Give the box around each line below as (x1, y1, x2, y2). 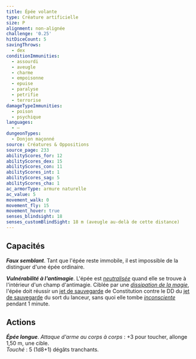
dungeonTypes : (6, 130, 42, 137)
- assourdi (11, 58, 39, 64)
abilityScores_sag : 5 (6, 175, 60, 181)
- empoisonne (11, 75, 44, 81)
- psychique (11, 114, 42, 120)
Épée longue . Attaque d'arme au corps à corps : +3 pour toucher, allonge (6, 333, 188, 340)
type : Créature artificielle (6, 14, 79, 20)
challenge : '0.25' (6, 31, 52, 37)
